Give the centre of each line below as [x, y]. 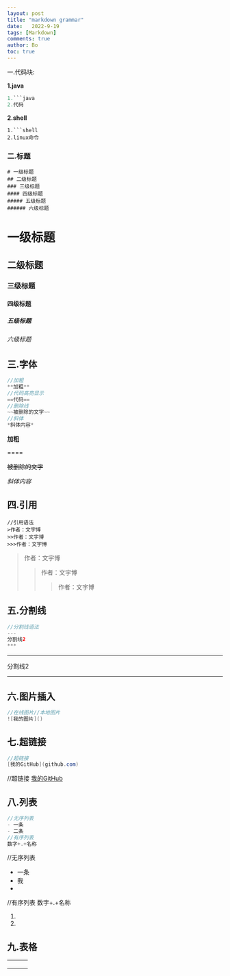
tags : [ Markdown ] [32, 33]
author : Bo [23, 45]
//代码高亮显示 [26, 393]
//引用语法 [21, 522]
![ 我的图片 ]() [25, 719]
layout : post [26, 13]
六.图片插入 [31, 696]
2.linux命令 [23, 138]
